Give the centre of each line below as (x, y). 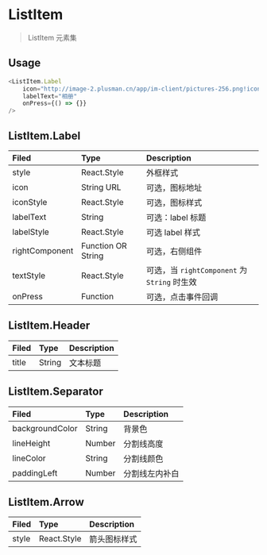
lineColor (29, 458)
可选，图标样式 (174, 202)
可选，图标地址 (174, 187)
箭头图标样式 (113, 539)
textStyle (29, 276)
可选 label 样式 (173, 232)
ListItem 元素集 (52, 37)
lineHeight (31, 443)
